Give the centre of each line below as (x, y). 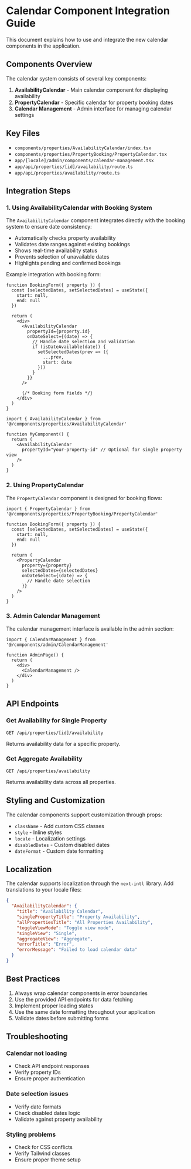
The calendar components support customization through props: (84, 815)
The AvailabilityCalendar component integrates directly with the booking (96, 220)
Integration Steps (38, 191)
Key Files (23, 133)
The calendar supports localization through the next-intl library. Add (90, 883)
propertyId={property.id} (59, 331)
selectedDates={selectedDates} (60, 570)
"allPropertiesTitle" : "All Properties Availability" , (85, 922)
